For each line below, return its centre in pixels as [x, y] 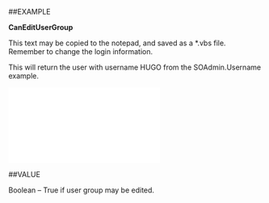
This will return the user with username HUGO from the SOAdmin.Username [134, 67]
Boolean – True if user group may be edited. [82, 190]
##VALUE [24, 174]
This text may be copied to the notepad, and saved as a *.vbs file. [117, 43]
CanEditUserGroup [41, 27]
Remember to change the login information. [81, 51]
